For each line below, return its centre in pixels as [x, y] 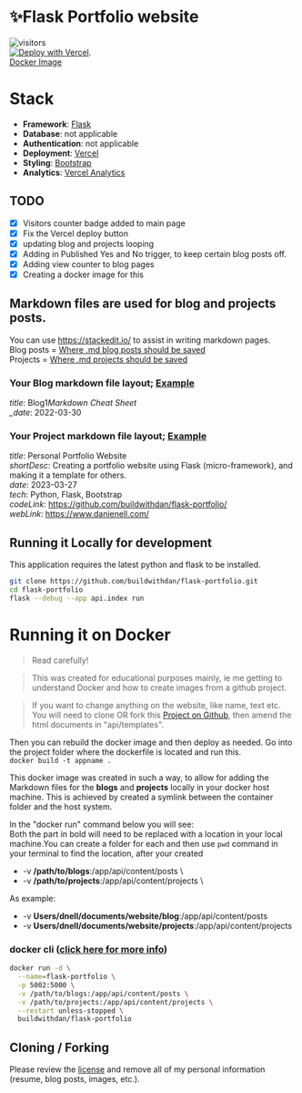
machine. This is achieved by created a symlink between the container [141, 797]
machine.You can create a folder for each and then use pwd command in [144, 843]
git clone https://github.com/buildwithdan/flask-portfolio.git [134, 582]
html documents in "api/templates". [98, 724]
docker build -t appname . [60, 760]
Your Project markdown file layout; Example [108, 437]
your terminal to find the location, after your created [106, 853]
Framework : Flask [57, 124]
